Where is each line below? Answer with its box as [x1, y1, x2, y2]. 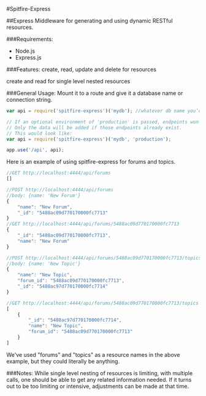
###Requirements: [6, 36, 53, 42]
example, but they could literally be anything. [6, 357, 120, 365]
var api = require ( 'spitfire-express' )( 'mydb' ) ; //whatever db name [6, 108, 185, 114]
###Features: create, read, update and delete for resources [6, 66, 156, 73]
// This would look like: [6, 130, 72, 137]
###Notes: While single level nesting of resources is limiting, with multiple [6, 369, 193, 376]
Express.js [15, 54, 42, 61]
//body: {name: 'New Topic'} [6, 261, 81, 267]
